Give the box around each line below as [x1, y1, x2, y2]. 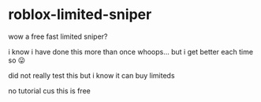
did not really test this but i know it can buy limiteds [8, 70, 175, 80]
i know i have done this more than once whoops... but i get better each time [8, 47, 254, 56]
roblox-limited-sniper [8, 6, 152, 24]
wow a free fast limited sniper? [8, 32, 108, 41]
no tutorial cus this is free [8, 85, 91, 96]
